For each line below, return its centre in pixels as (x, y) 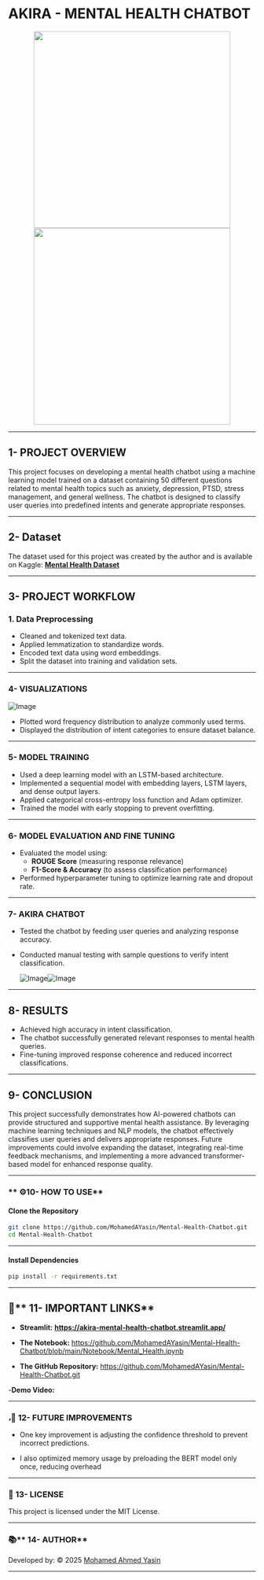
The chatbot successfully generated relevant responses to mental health (137, 1038)
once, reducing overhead (60, 1467)
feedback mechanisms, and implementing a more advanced (105, 1156)
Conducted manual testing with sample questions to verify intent (124, 955)
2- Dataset (35, 537)
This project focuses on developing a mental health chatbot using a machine (132, 471)
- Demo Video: (31, 1390)
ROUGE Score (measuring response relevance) (108, 862)
